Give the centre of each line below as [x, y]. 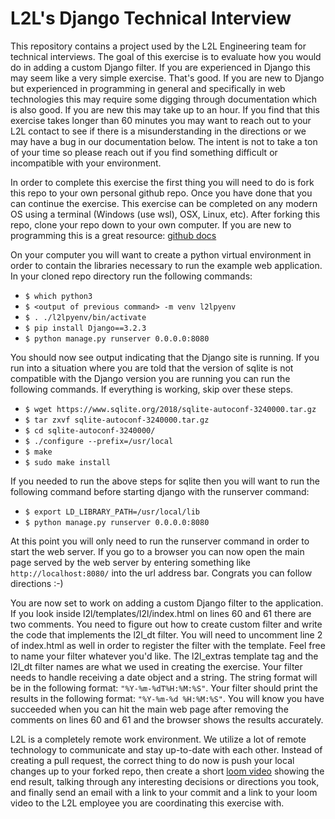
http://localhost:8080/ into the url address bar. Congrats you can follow [161, 573]
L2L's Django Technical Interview [151, 18]
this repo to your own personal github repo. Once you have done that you [161, 193]
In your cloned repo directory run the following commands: [131, 276]
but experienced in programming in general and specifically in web [148, 88]
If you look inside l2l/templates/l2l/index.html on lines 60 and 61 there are [161, 613]
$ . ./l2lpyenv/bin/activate [85, 317]
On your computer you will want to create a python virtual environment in [161, 254]
